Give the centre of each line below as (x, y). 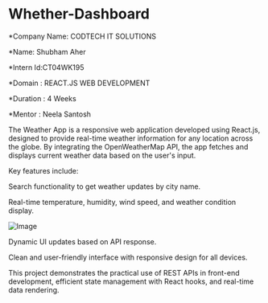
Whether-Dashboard (79, 14)
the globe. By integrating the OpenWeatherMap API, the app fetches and (128, 146)
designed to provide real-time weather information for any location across (131, 138)
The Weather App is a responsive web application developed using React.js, (134, 129)
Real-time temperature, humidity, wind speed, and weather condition (122, 202)
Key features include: (43, 170)
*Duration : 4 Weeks (42, 98)
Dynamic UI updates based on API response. (82, 241)
